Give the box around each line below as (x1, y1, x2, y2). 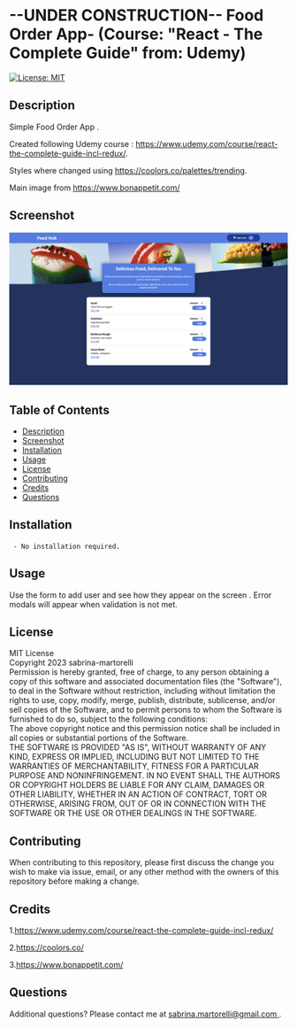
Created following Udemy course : (9, 138, 134, 149)
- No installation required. (12, 542, 121, 551)
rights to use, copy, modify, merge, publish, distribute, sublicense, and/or (9, 695, 276, 706)
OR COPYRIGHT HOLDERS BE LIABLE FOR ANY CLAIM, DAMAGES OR (9, 780, 265, 791)
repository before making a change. (9, 876, 140, 886)
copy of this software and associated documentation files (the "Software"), (9, 676, 283, 687)
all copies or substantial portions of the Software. (9, 732, 188, 744)
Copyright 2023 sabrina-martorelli (9, 657, 134, 669)
